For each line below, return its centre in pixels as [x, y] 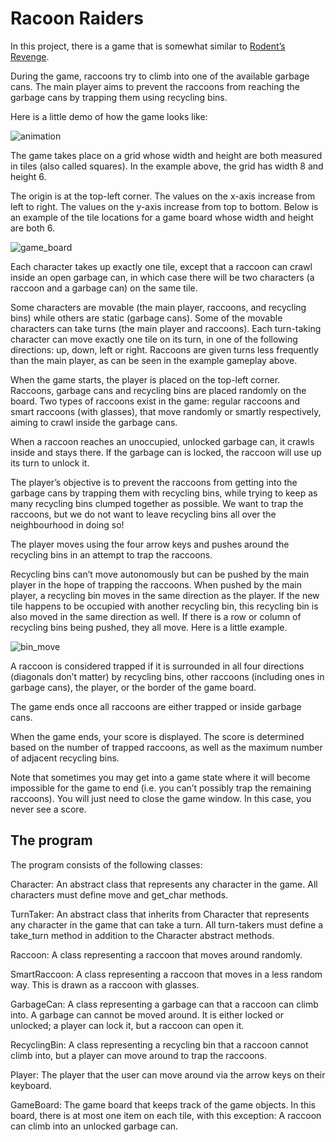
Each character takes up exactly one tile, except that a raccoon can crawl [161, 266]
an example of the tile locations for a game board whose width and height [162, 217]
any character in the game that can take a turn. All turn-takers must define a [167, 924]
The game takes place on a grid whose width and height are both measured [166, 155]
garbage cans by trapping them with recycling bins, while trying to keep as [164, 493]
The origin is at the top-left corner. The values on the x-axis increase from [163, 196]
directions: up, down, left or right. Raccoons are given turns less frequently [164, 349]
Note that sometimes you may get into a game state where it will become [160, 777]
